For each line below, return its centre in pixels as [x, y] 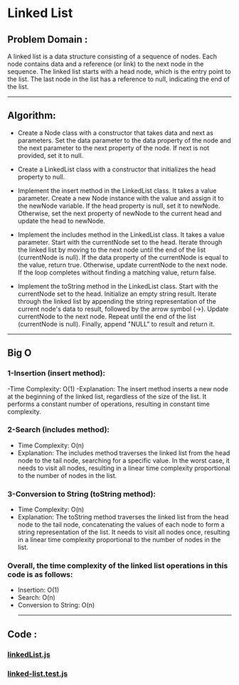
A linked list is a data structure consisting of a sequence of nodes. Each [112, 56]
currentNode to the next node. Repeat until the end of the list [107, 316]
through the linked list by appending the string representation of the [117, 301]
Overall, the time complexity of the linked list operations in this [118, 565]
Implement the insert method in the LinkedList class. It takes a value [117, 191]
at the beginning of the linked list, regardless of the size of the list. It [107, 396]
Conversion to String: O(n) [56, 605]
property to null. [41, 176]
